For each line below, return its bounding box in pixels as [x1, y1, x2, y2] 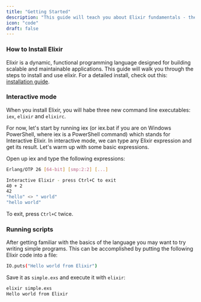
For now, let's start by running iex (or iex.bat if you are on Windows [6, 124, 172, 132]
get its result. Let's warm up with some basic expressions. [6, 143, 150, 150]
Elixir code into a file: [6, 252, 58, 259]
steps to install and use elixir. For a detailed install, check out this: [6, 71, 167, 78]
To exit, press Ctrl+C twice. [6, 211, 74, 218]
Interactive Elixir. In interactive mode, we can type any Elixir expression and [6, 137, 192, 144]
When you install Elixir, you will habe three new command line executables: [6, 106, 191, 114]
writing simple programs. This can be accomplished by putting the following [6, 245, 193, 252]
